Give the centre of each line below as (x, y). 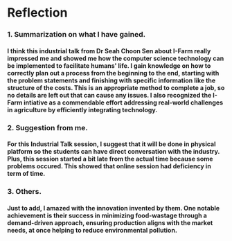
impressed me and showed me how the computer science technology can (116, 58)
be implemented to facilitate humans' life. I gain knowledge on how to (109, 65)
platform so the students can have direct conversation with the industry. (114, 152)
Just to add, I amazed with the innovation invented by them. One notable (114, 208)
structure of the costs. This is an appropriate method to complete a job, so (116, 87)
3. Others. (24, 192)
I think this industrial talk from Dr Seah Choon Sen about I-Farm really (109, 51)
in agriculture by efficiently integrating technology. (82, 109)
